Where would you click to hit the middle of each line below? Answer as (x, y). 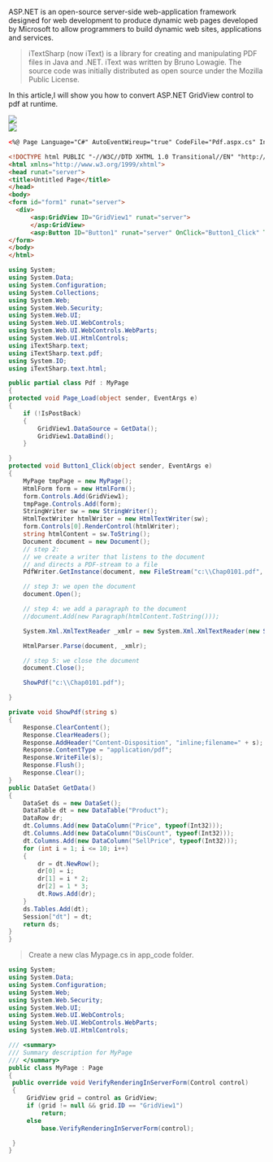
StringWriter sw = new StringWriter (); (91, 511)
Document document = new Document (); (87, 542)
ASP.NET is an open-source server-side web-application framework (123, 12)
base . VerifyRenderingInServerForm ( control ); (118, 1128)
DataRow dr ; (43, 818)
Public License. (54, 79)
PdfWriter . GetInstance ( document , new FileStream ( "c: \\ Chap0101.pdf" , (143, 572)
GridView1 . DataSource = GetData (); (98, 428)
